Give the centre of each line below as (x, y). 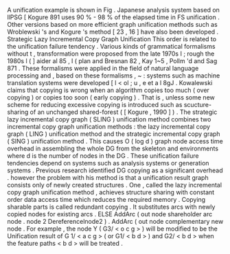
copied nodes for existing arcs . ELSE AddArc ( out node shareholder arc (110, 214)
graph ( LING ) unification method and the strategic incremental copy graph (114, 134)
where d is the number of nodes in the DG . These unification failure (103, 156)
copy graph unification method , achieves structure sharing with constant (111, 192)
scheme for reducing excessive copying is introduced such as (95, 105)
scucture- (197, 105)
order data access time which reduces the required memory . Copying (106, 199)
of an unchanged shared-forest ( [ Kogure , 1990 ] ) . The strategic (124, 112)
